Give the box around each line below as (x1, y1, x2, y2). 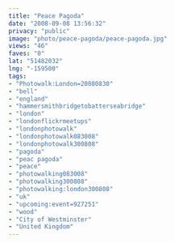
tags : (8, 72, 27, 80)
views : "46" (8, 42, 48, 50)
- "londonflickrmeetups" (8, 117, 92, 126)
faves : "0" (8, 49, 45, 58)
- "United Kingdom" (8, 223, 74, 231)
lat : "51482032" (8, 58, 63, 66)
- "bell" (8, 87, 38, 96)
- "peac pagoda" (8, 155, 63, 163)
